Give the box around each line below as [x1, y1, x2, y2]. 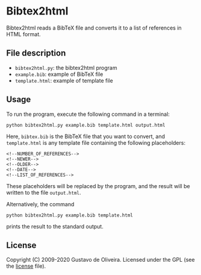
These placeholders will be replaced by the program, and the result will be [6, 182, 191, 189]
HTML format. [6, 30, 41, 37]
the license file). [6, 262, 46, 270]
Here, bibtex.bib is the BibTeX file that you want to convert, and [6, 133, 165, 140]
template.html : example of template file [14, 77, 113, 84]
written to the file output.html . [6, 189, 81, 196]
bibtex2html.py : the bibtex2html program [14, 64, 117, 71]
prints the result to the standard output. [6, 223, 104, 230]
